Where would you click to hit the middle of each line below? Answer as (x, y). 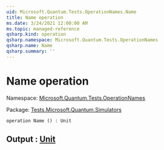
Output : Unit (31, 139)
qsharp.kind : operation (36, 34)
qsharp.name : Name (29, 46)
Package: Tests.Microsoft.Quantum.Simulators (64, 109)
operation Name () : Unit (39, 121)
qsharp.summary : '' (31, 51)
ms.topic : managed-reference (43, 29)
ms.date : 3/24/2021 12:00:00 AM (47, 23)
